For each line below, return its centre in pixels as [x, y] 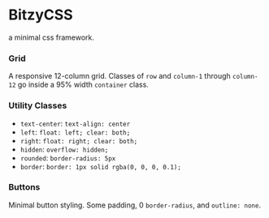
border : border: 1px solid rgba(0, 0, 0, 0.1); [100, 166]
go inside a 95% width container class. [83, 85]
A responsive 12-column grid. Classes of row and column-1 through [120, 76]
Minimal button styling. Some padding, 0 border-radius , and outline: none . [135, 205]
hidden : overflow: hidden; [64, 149]
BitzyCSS [41, 15]
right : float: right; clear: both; [79, 140]
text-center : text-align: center [75, 123]
